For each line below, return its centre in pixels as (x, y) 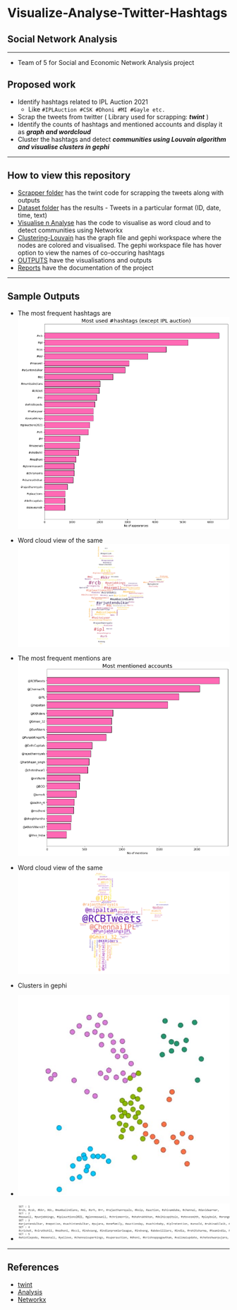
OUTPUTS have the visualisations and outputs (85, 260)
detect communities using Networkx (70, 230)
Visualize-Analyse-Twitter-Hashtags (117, 13)
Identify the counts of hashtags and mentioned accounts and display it (120, 124)
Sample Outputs (44, 297)
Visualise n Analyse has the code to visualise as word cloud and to (114, 222)
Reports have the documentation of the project (85, 268)
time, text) (32, 215)
